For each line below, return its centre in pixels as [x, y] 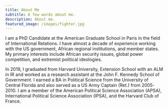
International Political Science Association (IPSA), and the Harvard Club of [82, 96]
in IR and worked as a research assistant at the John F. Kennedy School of [82, 75]
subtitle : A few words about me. [40, 15]
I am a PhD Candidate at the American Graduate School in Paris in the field [83, 38]
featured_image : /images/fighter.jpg [45, 24]
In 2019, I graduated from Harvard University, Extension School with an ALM [84, 69]
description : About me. [30, 19]
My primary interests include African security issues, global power [74, 54]
